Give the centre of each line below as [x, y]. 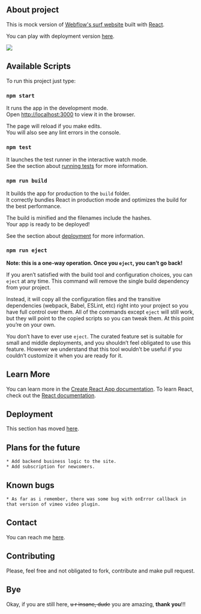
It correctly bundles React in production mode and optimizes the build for [97, 200]
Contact [22, 523]
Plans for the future [43, 448]
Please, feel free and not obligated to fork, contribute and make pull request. [100, 571]
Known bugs [31, 485]
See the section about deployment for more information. [76, 236]
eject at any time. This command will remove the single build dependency [98, 281]
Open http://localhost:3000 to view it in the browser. [71, 114]
